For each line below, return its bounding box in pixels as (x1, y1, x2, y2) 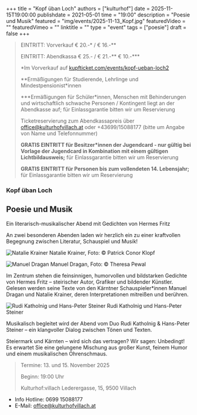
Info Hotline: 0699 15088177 (14, 396, 84, 403)
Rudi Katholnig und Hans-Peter (106, 302, 182, 309)
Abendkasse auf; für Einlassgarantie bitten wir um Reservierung (20, 106, 175, 113)
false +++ (6, 30, 30, 37)
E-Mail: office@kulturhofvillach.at (14, 402, 96, 409)
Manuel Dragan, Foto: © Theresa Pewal (50, 261, 146, 268)
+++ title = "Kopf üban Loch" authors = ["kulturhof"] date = (6, 5, 150, 12)
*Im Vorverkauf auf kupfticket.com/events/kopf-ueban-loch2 (20, 64, 169, 71)
